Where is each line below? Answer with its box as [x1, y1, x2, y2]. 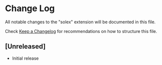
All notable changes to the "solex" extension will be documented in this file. [5, 19, 156, 25]
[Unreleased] [5, 42, 46, 51]
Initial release [12, 55, 39, 61]
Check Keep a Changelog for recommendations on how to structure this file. [5, 28, 158, 34]
